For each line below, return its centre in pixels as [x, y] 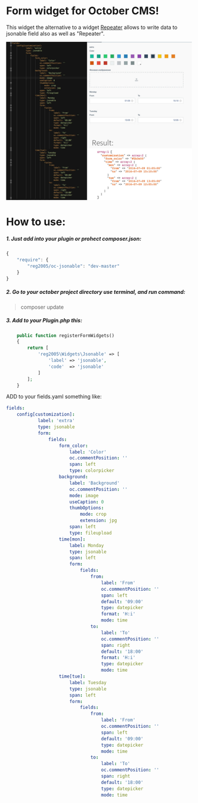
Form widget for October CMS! [82, 11]
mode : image [84, 496]
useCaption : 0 [87, 502]
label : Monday [87, 545]
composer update [42, 307]
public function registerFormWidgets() [66, 335]
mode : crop [93, 514]
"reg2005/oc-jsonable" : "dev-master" [73, 266]
